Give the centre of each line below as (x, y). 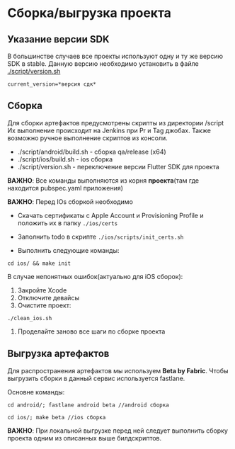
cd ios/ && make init (39, 263)
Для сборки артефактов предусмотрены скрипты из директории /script (116, 123)
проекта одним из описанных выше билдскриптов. (85, 438)
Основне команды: (36, 392)
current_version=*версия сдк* (52, 84)
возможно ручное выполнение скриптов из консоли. (87, 138)
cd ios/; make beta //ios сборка (57, 417)
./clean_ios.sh (30, 318)
